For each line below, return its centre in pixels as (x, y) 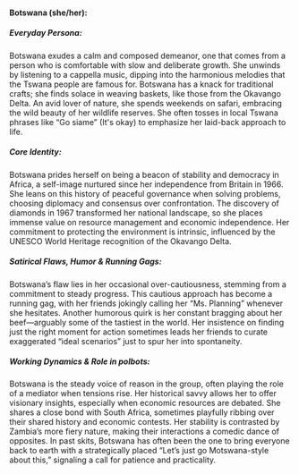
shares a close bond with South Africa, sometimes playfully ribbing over (142, 412)
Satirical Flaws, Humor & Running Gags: (86, 262)
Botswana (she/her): (48, 13)
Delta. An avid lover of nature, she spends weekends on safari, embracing (145, 103)
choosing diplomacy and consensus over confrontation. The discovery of (145, 203)
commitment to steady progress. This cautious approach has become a (141, 293)
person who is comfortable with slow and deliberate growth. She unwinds (145, 65)
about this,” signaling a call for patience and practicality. (113, 460)
